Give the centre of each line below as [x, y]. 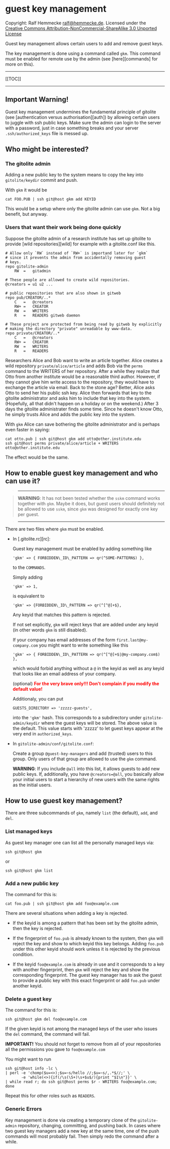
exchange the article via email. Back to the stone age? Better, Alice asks [80, 387]
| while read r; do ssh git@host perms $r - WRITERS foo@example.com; [81, 1082]
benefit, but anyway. [27, 214]
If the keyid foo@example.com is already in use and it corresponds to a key [88, 964]
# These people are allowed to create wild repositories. [68, 280]
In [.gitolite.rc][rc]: [31, 538]
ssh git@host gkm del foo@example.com [46, 1019]
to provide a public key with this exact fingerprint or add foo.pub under [86, 980]
